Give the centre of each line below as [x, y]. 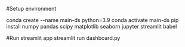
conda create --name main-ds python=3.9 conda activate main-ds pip [92, 20]
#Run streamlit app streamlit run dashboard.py [63, 38]
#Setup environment [31, 9]
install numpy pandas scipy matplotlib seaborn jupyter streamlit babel [92, 26]
